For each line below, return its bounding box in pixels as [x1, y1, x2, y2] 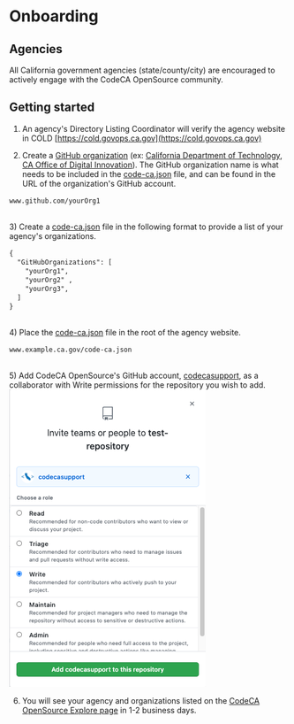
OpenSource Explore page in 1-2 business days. [21, 705, 197, 715]
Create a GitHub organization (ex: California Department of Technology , [21, 150, 283, 160]
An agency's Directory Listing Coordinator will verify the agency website [21, 123, 285, 134]
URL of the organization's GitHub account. [21, 178, 177, 189]
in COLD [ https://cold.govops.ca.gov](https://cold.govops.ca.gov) [21, 133, 262, 143]
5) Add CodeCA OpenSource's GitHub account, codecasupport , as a [9, 370, 259, 381]
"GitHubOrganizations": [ [17, 258, 113, 266]
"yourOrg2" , [25, 275, 73, 284]
